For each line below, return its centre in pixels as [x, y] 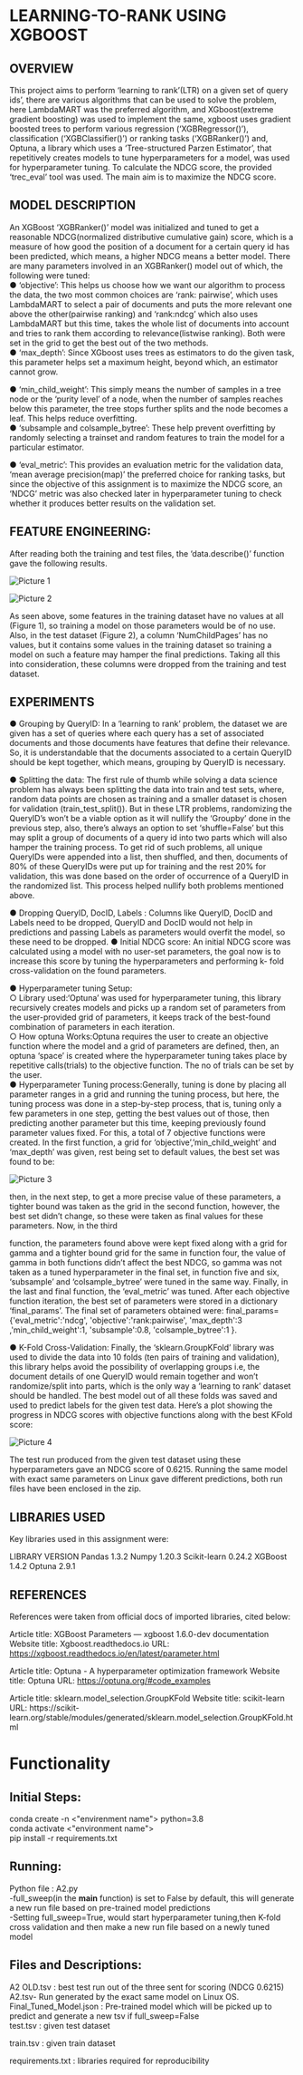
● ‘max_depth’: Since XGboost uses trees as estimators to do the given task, [152, 352]
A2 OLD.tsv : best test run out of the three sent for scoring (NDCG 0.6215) [147, 1987]
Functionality [60, 1764]
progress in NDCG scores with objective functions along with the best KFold [151, 1415]
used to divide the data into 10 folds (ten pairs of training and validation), [145, 1357]
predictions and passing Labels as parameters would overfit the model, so [147, 932]
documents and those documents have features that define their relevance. [150, 743]
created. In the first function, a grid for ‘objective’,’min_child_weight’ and [143, 1142]
